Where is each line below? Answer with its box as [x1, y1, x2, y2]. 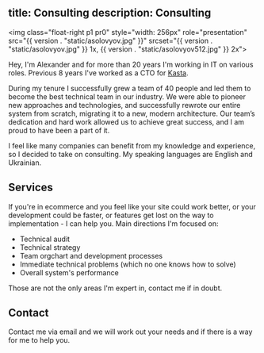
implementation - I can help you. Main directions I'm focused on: [8, 218, 220, 228]
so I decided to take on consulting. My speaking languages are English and [8, 149, 254, 159]
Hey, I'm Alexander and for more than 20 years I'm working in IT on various [8, 59, 254, 69]
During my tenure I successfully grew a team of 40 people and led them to [8, 83, 251, 93]
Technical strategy [19, 242, 81, 252]
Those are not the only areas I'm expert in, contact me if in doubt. [8, 283, 223, 293]
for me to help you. [8, 336, 71, 345]
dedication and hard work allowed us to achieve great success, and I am [8, 117, 244, 126]
